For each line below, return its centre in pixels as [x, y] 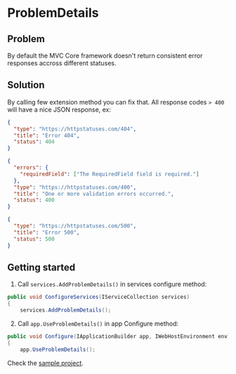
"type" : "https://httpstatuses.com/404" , [75, 129]
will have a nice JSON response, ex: [59, 109]
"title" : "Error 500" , [47, 232]
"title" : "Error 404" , [47, 135]
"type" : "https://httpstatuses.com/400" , [75, 187]
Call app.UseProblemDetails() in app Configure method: [98, 323]
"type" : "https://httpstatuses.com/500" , [75, 226]
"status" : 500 [34, 239]
